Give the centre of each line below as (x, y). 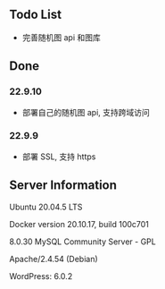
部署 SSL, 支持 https (59, 157)
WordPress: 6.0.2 (41, 276)
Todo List (36, 15)
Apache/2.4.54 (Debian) (54, 259)
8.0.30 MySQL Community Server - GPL (82, 242)
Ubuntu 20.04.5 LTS (46, 207)
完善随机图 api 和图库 (61, 37)
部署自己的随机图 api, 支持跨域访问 (86, 112)
